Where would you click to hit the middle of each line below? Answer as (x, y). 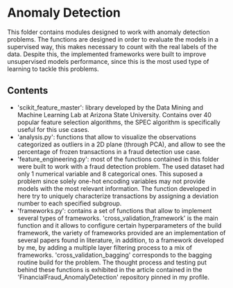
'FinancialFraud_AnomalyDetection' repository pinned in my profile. (113, 277)
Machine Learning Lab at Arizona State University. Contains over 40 (114, 115)
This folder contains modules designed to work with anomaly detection (109, 32)
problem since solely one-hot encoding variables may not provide (111, 181)
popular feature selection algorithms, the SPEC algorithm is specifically (119, 122)
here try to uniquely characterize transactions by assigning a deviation (118, 196)
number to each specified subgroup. (69, 203)
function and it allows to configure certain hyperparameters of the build (119, 225)
